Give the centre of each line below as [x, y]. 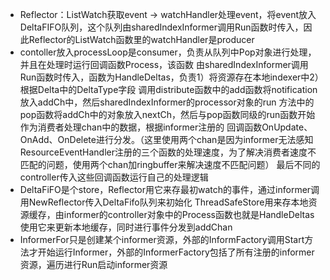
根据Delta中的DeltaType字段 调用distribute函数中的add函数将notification [168, 89]
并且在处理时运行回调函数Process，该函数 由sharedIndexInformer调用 [164, 64]
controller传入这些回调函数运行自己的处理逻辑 [114, 177]
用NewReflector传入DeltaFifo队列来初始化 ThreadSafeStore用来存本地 [164, 202]
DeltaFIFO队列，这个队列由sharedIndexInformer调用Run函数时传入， [161, 27]
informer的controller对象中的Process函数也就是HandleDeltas [189, 214]
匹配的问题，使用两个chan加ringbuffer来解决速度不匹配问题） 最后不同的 [170, 164]
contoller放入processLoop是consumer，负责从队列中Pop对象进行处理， [168, 52]
